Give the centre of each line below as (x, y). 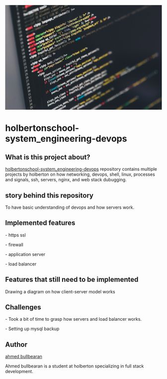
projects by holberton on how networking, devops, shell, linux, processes (80, 174)
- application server (25, 254)
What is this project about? (48, 157)
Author (16, 344)
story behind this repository (49, 195)
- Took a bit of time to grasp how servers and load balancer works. (74, 319)
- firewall (14, 245)
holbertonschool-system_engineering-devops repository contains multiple (81, 169)
